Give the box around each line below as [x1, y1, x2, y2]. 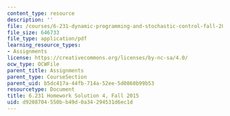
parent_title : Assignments [7, 67, 84, 74]
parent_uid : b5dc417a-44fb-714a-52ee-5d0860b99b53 [7, 80, 155, 87]
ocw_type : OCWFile [7, 61, 60, 68]
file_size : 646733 [7, 29, 60, 36]
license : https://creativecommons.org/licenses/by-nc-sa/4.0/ [7, 55, 188, 61]
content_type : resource [7, 10, 75, 17]
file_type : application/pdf [7, 35, 88, 42]
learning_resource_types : [7, 42, 81, 48]
